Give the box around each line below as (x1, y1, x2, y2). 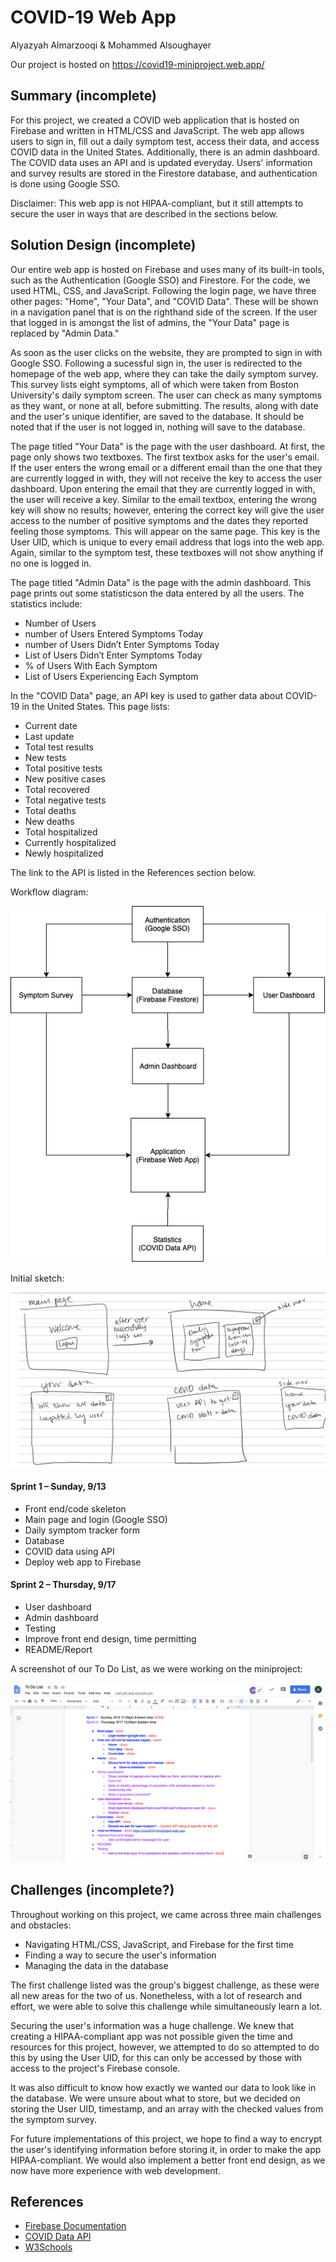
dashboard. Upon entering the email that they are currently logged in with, (10, 482, 316, 495)
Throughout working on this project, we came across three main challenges (10, 1908, 322, 1920)
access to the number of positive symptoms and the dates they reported (10, 514, 309, 526)
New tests (24, 751, 67, 763)
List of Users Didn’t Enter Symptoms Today (24, 649, 203, 661)
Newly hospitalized (24, 847, 104, 859)
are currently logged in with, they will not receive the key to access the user (10, 472, 323, 484)
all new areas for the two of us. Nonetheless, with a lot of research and (10, 1989, 303, 2001)
